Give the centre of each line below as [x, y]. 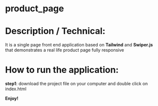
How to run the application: [62, 70]
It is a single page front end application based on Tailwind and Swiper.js [79, 45]
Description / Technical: [55, 31]
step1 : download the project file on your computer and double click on [77, 84]
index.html [16, 89]
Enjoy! [12, 99]
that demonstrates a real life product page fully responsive [65, 50]
